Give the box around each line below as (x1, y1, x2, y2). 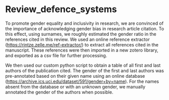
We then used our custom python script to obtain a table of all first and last (5, 62, 161, 68)
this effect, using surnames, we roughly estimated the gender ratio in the (5, 31, 156, 37)
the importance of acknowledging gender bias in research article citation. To (5, 25, 164, 31)
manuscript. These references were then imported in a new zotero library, (5, 47, 159, 53)
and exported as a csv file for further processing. (5, 52, 107, 59)
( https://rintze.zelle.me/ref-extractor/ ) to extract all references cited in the (5, 41, 159, 47)
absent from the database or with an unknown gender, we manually (5, 83, 145, 89)
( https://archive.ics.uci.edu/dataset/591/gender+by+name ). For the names (5, 78, 159, 84)
